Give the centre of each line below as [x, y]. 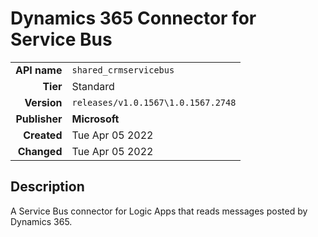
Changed [40, 151]
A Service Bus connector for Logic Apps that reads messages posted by [159, 211]
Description [47, 187]
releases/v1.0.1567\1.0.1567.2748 [154, 102]
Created [43, 135]
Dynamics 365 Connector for [133, 18]
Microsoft [95, 119]
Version [43, 102]
